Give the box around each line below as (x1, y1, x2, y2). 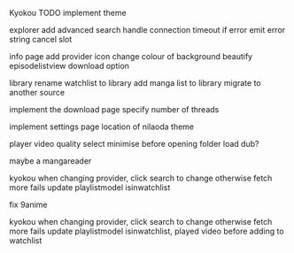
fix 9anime (9, 199, 48, 210)
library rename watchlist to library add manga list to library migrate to (9, 78, 261, 88)
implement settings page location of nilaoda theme (9, 121, 195, 132)
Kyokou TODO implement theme (9, 8, 127, 18)
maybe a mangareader (9, 156, 92, 166)
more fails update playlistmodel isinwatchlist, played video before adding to (9, 226, 285, 236)
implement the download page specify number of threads (9, 104, 220, 114)
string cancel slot (9, 34, 73, 44)
